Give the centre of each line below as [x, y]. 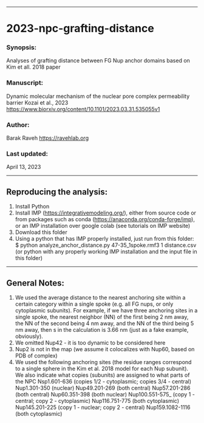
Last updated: [27, 154]
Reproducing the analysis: [57, 192]
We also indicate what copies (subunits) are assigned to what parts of [102, 375]
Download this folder [41, 232]
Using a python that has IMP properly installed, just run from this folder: [104, 239]
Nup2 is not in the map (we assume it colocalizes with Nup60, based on [105, 349]
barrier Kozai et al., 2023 [37, 102]
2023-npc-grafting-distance [80, 29]
